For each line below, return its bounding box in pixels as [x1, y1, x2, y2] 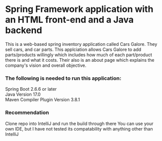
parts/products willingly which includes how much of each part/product [5, 51, 153, 58]
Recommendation [5, 109, 49, 116]
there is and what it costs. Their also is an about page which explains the [5, 57, 155, 63]
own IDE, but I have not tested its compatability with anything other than [5, 126, 153, 132]
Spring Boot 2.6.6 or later [5, 86, 57, 92]
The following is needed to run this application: [5, 75, 122, 82]
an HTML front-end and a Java [5, 14, 134, 25]
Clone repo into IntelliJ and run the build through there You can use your [5, 121, 154, 127]
